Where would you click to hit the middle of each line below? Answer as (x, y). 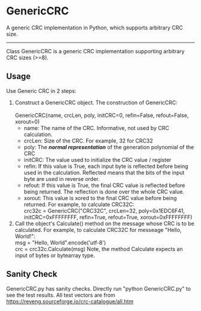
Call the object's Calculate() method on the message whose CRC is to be (104, 224)
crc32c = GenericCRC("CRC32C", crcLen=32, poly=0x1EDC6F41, (104, 210)
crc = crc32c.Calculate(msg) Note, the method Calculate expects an (99, 249)
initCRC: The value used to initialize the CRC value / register (98, 159)
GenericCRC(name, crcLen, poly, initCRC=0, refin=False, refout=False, (102, 115)
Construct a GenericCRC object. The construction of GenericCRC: (96, 102)
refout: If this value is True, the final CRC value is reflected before (104, 185)
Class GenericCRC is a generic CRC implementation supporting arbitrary (95, 51)
